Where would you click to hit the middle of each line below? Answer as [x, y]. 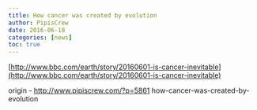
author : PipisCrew [38, 23]
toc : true [25, 45]
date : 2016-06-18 [37, 30]
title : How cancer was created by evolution [83, 15]
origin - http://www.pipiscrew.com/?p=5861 [79, 90]
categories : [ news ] [40, 37]
